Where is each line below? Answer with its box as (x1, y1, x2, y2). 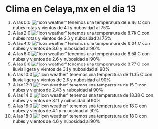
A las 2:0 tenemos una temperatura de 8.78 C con (12, 30, 150, 36)
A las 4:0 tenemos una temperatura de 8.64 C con (12, 40, 150, 46)
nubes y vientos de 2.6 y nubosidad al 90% (12, 56, 101, 62)
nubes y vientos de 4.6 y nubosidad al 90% (12, 118, 101, 124)
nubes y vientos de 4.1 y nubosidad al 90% (12, 107, 99, 113)
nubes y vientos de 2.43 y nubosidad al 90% (12, 87, 103, 93)
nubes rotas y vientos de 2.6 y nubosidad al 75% (12, 35, 112, 41)
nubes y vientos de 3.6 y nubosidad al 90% (12, 45, 100, 51)
